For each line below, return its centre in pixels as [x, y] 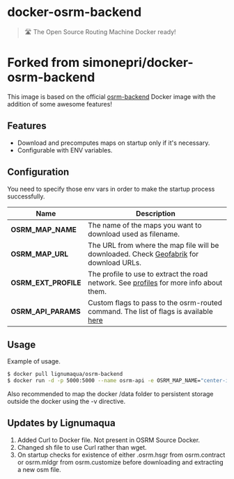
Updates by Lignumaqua [62, 423]
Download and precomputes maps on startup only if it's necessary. [114, 143]
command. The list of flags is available [151, 311]
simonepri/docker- [138, 63]
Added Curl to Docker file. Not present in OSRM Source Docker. [109, 440]
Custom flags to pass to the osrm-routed [155, 302]
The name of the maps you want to [145, 225]
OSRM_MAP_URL [40, 253]
